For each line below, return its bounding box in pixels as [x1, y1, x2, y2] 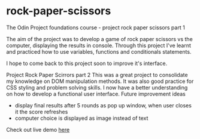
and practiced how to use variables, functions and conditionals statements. [6, 48, 192, 55]
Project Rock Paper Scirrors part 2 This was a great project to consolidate [6, 71, 188, 78]
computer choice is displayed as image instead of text [14, 115, 149, 122]
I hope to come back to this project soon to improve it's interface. [6, 60, 168, 67]
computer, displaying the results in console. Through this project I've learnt [6, 42, 192, 49]
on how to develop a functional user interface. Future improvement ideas [6, 90, 186, 97]
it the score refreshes [14, 108, 68, 115]
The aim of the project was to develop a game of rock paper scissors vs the [6, 35, 193, 42]
